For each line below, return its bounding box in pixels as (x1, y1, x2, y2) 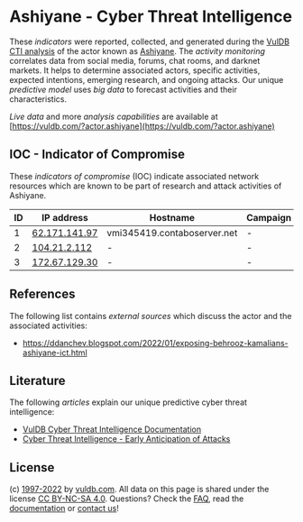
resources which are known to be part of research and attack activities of (9, 180, 282, 191)
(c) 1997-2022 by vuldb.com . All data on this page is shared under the (9, 484, 270, 495)
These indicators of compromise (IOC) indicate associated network (9, 170, 260, 181)
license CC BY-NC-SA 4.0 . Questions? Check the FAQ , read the (9, 493, 244, 504)
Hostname (149, 211, 196, 224)
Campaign (246, 211, 292, 224)
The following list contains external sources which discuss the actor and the (9, 310, 292, 321)
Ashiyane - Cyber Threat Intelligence (9, 6, 293, 27)
